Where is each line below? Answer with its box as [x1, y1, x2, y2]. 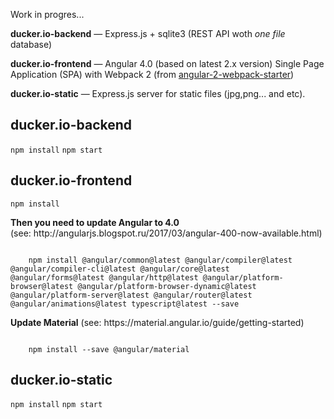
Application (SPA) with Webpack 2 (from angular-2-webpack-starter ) [10, 69, 295, 80]
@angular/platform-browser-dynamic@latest [77, 281, 257, 291]
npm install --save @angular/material [28, 344, 190, 354]
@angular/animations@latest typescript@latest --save [10, 299, 240, 309]
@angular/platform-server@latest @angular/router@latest [10, 290, 253, 300]
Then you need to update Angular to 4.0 [10, 216, 180, 228]
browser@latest [10, 281, 74, 291]
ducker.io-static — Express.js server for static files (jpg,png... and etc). [10, 88, 306, 99]
